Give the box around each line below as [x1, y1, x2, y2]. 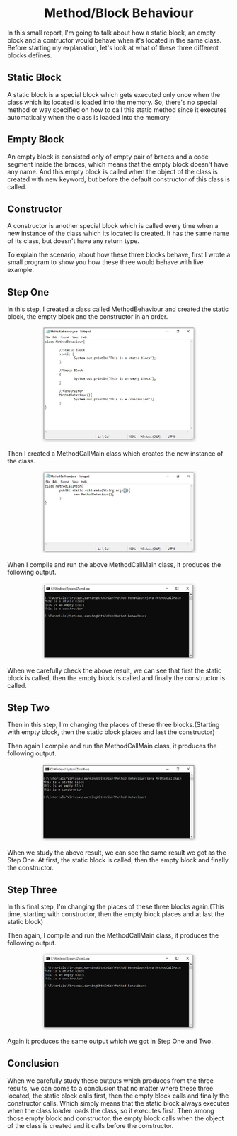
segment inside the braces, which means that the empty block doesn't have [7, 159, 229, 168]
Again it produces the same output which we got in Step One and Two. [7, 1037, 214, 1045]
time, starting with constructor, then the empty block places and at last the [7, 910, 224, 918]
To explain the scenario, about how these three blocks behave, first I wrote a [7, 250, 231, 259]
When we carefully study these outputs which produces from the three [7, 1076, 214, 1085]
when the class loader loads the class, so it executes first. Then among [7, 1106, 214, 1115]
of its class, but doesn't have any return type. [7, 237, 140, 245]
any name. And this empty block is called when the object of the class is [7, 167, 218, 176]
